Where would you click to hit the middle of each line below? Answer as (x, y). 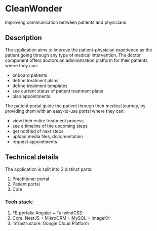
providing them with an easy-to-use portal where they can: (65, 111)
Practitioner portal (31, 179)
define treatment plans (35, 80)
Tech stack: (20, 202)
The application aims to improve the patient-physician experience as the (78, 49)
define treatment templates (40, 86)
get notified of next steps (38, 131)
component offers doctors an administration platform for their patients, (77, 60)
